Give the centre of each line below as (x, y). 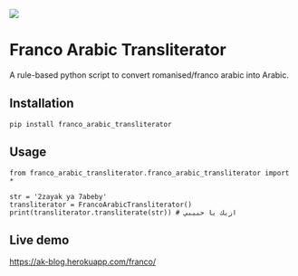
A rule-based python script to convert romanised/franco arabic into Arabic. (149, 75)
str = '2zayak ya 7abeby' (58, 196)
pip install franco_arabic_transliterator (91, 124)
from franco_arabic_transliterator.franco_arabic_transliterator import (149, 173)
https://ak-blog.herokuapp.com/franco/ (83, 262)
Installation (42, 104)
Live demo (39, 240)
